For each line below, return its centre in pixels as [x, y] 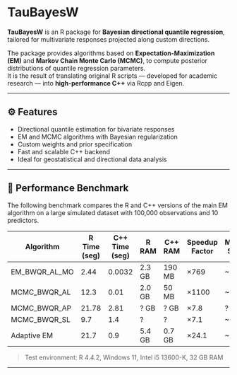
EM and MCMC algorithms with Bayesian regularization [98, 137]
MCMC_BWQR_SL [41, 319]
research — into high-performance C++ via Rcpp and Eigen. [96, 83]
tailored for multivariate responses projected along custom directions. [109, 39]
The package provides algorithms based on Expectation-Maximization [111, 53]
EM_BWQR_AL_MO [42, 272]
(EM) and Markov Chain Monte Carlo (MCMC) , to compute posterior [108, 60]
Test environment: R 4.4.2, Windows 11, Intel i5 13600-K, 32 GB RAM [124, 357]
